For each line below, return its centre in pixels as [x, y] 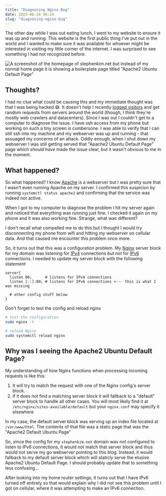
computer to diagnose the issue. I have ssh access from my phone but [77, 123]
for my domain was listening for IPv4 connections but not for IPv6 [72, 253]
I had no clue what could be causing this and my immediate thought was [79, 102]
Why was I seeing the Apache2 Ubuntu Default [79, 351]
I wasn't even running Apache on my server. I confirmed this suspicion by [80, 187]
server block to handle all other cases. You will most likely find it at [80, 401]
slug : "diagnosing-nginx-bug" [36, 19]
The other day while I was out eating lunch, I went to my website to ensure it [83, 33]
